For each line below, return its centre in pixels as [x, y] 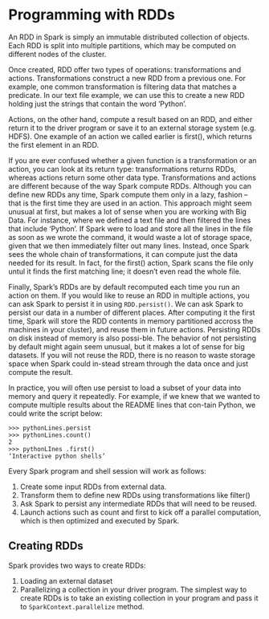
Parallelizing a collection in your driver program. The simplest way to [133, 589]
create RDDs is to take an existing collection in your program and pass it [139, 598]
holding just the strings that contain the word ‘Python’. [98, 104]
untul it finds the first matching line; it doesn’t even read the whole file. [125, 271]
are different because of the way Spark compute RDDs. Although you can [130, 185]
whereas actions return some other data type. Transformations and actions [132, 177]
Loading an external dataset [66, 580]
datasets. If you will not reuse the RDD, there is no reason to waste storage [132, 355]
